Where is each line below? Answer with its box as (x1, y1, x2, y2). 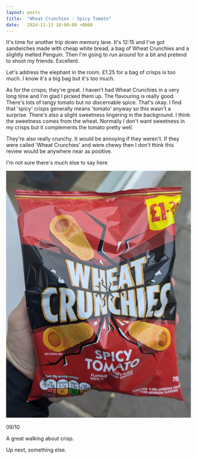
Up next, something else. (6, 447, 66, 454)
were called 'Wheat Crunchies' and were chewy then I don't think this (6, 142, 174, 149)
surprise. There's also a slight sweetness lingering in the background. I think (6, 112, 191, 119)
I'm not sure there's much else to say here (6, 159, 108, 166)
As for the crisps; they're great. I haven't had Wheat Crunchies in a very (6, 86, 180, 93)
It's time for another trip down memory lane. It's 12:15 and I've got (6, 39, 165, 46)
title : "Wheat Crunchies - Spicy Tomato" (6, 15, 111, 22)
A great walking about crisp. (6, 435, 74, 442)
